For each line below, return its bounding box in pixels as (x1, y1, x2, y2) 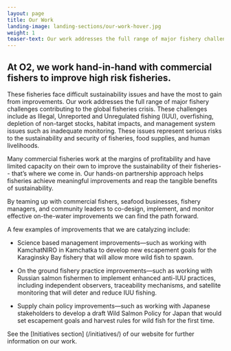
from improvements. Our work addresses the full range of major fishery (7, 97, 210, 105)
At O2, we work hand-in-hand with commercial (7, 61, 212, 73)
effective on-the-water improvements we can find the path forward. (7, 211, 199, 220)
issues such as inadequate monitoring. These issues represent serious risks (7, 127, 222, 135)
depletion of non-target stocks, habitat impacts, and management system (7, 119, 215, 127)
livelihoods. (7, 141, 40, 149)
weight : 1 (7, 29, 36, 36)
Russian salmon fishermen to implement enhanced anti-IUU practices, (16, 273, 216, 282)
